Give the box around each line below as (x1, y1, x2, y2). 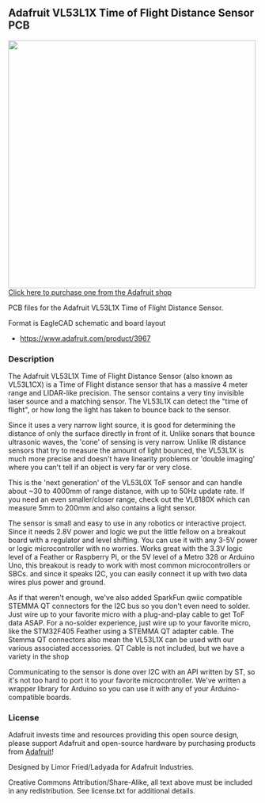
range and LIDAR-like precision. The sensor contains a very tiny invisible (8, 388, 244, 398)
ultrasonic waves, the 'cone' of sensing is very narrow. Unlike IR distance (8, 438, 247, 447)
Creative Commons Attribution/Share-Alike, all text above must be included (8, 778, 253, 787)
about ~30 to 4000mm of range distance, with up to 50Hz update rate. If (8, 487, 245, 496)
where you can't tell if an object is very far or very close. (8, 463, 192, 472)
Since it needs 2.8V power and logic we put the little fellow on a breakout (8, 527, 247, 537)
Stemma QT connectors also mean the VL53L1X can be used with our (8, 635, 235, 644)
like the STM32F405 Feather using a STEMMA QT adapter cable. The (8, 626, 234, 637)
